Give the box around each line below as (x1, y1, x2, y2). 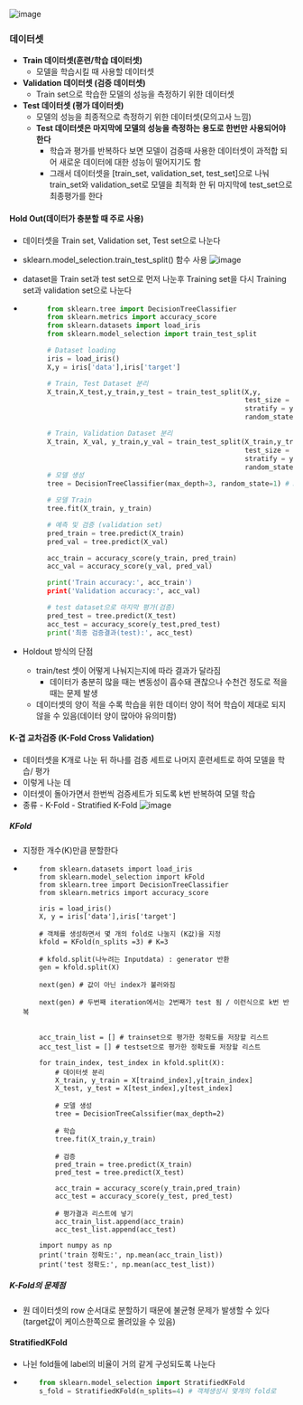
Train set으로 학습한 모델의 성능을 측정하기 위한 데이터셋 (35, 89, 234, 99)
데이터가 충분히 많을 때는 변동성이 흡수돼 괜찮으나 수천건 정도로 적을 (49, 676, 289, 687)
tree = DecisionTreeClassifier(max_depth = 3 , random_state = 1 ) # (46, 479, 290, 488)
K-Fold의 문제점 (9, 1280, 66, 1291)
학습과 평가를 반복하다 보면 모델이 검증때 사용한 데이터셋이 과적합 (49, 146, 279, 156)
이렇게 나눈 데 (22, 777, 71, 787)
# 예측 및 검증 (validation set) (46, 520, 163, 529)
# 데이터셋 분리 (55, 1068, 106, 1077)
